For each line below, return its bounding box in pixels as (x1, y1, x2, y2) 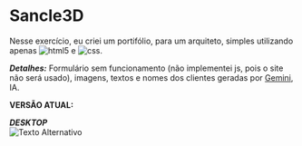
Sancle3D (9, 5, 84, 26)
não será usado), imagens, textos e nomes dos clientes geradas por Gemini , (9, 72, 294, 83)
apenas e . (9, 44, 102, 55)
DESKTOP (9, 117, 48, 128)
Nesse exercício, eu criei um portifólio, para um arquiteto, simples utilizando (9, 35, 294, 46)
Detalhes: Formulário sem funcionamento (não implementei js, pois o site (9, 63, 284, 73)
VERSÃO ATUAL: (9, 99, 74, 110)
